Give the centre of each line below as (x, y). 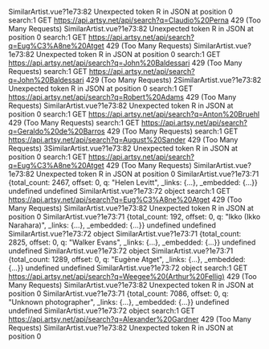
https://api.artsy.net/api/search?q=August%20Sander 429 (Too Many (123, 140)
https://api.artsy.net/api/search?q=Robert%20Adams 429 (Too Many (122, 97)
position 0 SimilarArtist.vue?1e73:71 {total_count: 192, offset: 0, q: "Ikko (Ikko (134, 217)
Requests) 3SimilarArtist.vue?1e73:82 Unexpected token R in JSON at (123, 148)
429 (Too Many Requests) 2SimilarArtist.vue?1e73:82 (173, 80)
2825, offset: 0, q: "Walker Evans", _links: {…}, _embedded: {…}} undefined (132, 242)
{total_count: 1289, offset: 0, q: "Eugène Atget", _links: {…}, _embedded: (127, 259)
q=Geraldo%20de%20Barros (57, 131)
